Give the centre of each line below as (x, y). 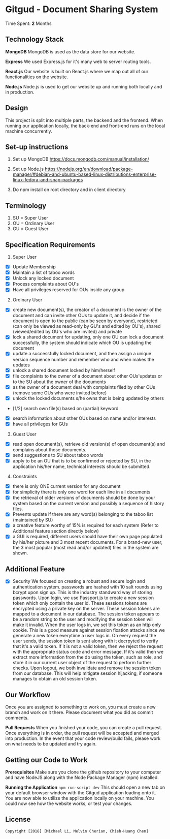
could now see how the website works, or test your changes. (69, 803)
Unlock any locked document (43, 278)
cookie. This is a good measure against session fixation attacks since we (89, 630)
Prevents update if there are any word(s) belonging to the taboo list (83, 514)
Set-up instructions (37, 147)
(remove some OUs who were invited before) (60, 393)
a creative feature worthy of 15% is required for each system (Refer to (86, 525)
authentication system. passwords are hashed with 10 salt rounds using (87, 587)
